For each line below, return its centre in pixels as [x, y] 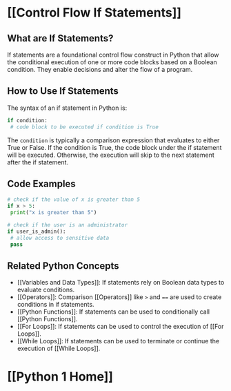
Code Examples [41, 183]
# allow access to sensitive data [60, 238]
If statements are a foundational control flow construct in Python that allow [113, 55]
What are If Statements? [60, 38]
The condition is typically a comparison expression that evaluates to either [113, 140]
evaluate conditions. [46, 290]
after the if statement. [38, 162]
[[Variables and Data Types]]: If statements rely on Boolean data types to [121, 283]
